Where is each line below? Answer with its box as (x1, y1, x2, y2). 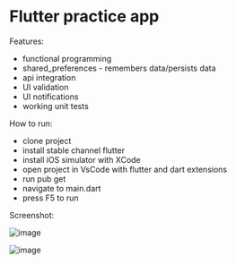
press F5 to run (22, 192, 79, 203)
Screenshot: (9, 209, 55, 220)
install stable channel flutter (22, 145, 126, 156)
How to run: (9, 118, 53, 129)
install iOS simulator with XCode (22, 154, 141, 165)
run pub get (22, 173, 66, 184)
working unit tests (22, 100, 90, 111)
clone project (22, 135, 72, 146)
